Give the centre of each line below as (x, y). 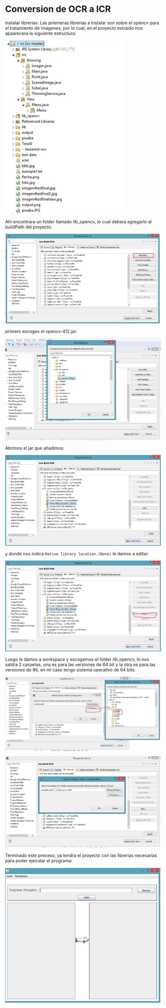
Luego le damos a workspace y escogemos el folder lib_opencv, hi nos (77, 659)
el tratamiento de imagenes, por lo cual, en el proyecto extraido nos (74, 28)
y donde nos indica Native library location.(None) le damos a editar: (77, 553)
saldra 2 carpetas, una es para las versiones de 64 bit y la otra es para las (80, 664)
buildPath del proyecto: (29, 227)
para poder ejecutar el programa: (39, 860)
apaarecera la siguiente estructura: (41, 33)
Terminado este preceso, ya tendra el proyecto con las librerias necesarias (81, 855)
